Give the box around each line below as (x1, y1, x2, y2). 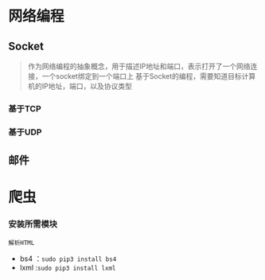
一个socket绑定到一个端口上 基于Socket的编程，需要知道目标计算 (41, 72, 256, 80)
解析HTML (8, 239, 35, 247)
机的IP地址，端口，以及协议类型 (27, 81, 133, 91)
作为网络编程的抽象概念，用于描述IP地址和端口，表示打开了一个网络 (27, 61, 251, 71)
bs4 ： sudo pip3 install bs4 (19, 254, 117, 263)
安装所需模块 (8, 219, 58, 230)
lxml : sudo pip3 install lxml (19, 262, 116, 272)
